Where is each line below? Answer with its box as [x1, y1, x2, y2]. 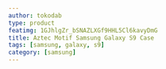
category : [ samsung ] [8, 48, 77, 56]
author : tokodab [8, 11, 62, 20]
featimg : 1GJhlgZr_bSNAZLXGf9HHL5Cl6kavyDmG [8, 26, 158, 34]
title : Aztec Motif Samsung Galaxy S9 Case [8, 33, 155, 42]
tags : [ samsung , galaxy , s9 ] [8, 41, 105, 49]
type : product [8, 19, 56, 27]
